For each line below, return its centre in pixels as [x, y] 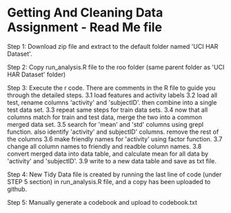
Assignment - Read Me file [85, 27]
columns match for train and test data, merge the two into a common [104, 117]
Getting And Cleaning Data [85, 13]
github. [17, 189]
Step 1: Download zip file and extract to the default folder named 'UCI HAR [113, 46]
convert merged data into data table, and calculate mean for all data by [108, 154]
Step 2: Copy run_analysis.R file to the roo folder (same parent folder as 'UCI [116, 67]
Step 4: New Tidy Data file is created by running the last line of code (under [114, 174]
